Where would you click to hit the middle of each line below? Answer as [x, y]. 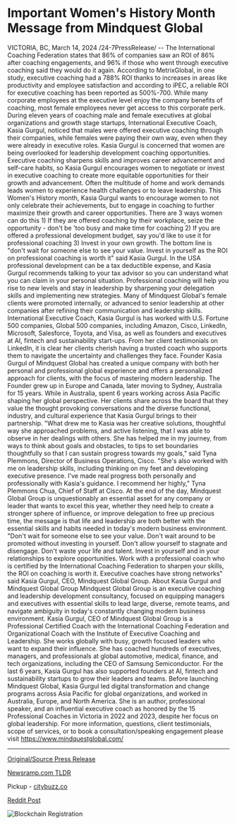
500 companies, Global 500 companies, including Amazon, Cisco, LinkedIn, [117, 325]
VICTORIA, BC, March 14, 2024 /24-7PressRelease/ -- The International [111, 47]
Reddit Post [24, 800]
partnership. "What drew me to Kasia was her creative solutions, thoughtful [116, 423]
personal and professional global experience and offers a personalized [110, 370]
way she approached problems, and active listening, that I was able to [109, 431]
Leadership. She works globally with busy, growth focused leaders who [111, 640]
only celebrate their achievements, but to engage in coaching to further [111, 205]
